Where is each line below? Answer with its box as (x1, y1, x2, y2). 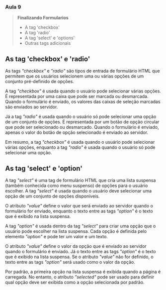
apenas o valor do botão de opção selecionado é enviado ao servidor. (5, 129, 148, 135)
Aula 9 (5, 3, 21, 10)
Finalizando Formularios (17, 15, 69, 21)
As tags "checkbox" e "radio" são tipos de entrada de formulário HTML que (5, 68, 160, 74)
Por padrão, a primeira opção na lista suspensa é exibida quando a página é (5, 269, 161, 275)
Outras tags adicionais (24, 40, 71, 46)
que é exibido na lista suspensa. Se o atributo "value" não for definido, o (5, 254, 154, 260)
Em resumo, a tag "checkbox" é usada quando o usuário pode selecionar (5, 139, 155, 145)
